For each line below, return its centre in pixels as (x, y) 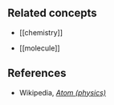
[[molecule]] (40, 48)
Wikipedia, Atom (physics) (62, 92)
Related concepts (52, 13)
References (37, 73)
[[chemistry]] (41, 32)
